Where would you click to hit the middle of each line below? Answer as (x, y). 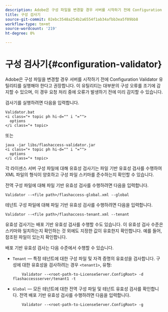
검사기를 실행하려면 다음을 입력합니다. (42, 102)
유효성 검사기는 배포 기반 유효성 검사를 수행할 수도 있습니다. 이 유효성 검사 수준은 (84, 224)
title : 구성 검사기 (23, 15)
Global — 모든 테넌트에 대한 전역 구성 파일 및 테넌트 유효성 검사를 (77, 289)
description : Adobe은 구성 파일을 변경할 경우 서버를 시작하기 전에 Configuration (83, 10)
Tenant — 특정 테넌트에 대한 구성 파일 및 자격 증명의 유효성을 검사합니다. (83, 258)
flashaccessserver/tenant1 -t (44, 279)
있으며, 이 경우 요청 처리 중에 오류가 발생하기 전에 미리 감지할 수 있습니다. (92, 92)
